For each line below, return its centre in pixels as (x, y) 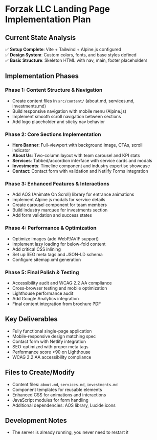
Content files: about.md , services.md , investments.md (65, 384)
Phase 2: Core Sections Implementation (53, 134)
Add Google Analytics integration (45, 298)
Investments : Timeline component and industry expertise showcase (81, 166)
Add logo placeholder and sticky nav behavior (58, 122)
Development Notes (36, 420)
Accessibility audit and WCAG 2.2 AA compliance (62, 283)
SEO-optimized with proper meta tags (50, 346)
